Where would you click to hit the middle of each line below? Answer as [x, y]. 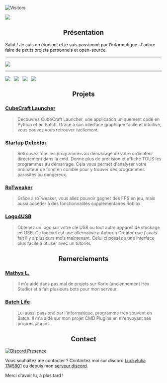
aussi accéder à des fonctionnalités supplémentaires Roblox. [80, 203]
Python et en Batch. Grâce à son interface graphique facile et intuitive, [89, 124]
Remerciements [83, 259]
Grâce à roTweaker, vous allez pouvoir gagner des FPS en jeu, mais [86, 198]
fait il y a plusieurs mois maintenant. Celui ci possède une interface [86, 238]
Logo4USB [18, 216]
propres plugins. [34, 323]
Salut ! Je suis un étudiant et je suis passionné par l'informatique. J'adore [80, 44]
